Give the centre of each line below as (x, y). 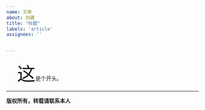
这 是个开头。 (40, 74)
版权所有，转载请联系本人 (38, 101)
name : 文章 (19, 12)
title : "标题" (23, 23)
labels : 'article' (30, 29)
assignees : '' (24, 35)
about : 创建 (20, 18)
